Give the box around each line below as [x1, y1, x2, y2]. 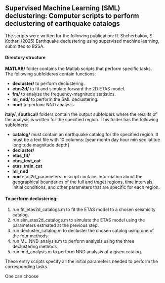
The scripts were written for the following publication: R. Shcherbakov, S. [5, 32, 154, 39]
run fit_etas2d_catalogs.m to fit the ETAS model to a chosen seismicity [12, 207, 156, 212]
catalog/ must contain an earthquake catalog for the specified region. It [12, 132, 159, 138]
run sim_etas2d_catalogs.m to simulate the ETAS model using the [12, 217, 145, 223]
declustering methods [12, 243, 57, 250]
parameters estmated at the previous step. [12, 222, 99, 228]
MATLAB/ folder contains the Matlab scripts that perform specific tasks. [5, 66, 152, 71]
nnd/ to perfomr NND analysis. [12, 102, 75, 108]
